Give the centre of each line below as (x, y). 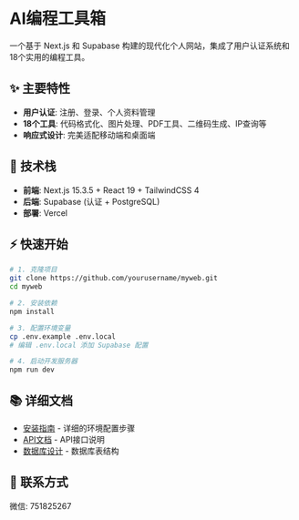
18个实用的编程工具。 (50, 56)
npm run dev (32, 370)
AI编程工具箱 (58, 19)
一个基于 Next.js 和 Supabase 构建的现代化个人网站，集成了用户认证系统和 (149, 46)
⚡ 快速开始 (39, 244)
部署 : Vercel (45, 213)
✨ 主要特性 (40, 89)
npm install (32, 311)
